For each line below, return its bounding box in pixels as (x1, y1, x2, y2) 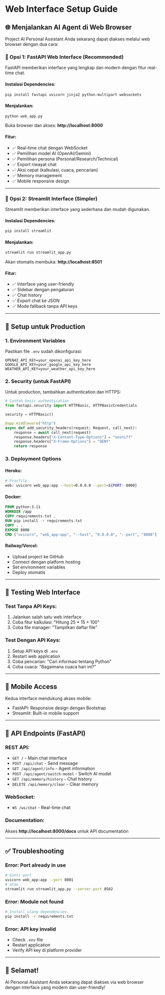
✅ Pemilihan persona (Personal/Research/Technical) (12, 156, 119, 162)
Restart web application (12, 653, 60, 659)
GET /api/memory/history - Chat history (12, 776, 92, 782)
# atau (5, 882, 19, 887)
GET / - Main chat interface (12, 755, 67, 761)
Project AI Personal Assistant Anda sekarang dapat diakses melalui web (5, 36, 150, 42)
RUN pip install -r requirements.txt (5, 518, 82, 523)
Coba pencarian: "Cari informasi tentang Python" (12, 658, 112, 664)
